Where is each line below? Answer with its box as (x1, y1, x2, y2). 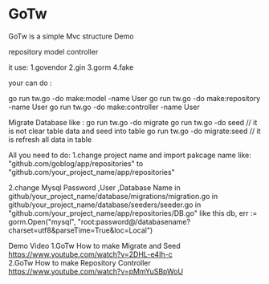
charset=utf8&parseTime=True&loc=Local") (8, 225, 153, 235)
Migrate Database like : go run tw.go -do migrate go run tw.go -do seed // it (8, 117, 258, 127)
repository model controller (8, 47, 99, 56)
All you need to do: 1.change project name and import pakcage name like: (8, 150, 251, 160)
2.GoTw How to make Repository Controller (8, 258, 151, 267)
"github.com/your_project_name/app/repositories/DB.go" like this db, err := (8, 208, 258, 217)
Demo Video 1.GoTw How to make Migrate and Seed (8, 241, 181, 250)
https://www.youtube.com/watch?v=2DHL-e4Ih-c (8, 250, 173, 259)
